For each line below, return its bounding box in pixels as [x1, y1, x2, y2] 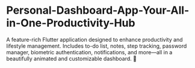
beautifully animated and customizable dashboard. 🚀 [6, 55, 137, 62]
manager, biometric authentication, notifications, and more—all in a [6, 48, 173, 55]
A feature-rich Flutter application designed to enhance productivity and [6, 36, 183, 43]
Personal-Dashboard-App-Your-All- [6, 4, 190, 17]
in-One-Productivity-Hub [6, 16, 135, 30]
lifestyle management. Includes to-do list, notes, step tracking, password [6, 42, 187, 50]
